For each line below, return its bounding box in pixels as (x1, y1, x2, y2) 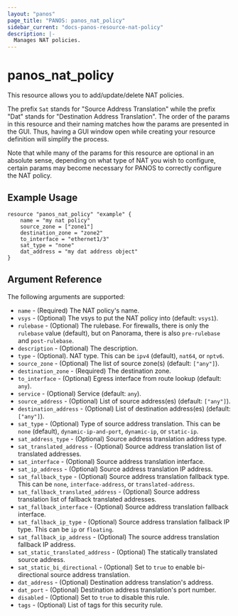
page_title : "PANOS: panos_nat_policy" (7, 17, 126, 24)
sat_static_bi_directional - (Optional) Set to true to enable (17, 563, 195, 571)
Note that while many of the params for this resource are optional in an (7, 148, 215, 157)
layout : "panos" (7, 10, 55, 18)
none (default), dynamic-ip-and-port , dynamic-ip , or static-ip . (17, 427, 199, 436)
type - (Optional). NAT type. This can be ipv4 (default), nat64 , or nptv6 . (17, 351, 225, 360)
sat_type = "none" (20, 242, 75, 249)
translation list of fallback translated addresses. (17, 495, 157, 503)
